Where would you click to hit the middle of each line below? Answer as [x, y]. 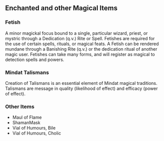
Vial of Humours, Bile [34, 128]
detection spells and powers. [35, 60]
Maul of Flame [27, 117]
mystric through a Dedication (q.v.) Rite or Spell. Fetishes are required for [80, 38]
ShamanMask [26, 123]
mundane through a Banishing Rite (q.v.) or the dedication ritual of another [81, 49]
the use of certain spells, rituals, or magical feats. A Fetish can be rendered [82, 44]
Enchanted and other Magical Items [61, 8]
